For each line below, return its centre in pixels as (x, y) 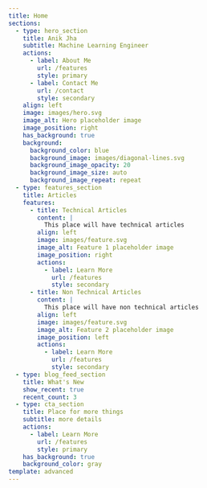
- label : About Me (60, 61)
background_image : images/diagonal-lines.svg (107, 158)
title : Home (28, 16)
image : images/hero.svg (63, 113)
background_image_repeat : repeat (85, 180)
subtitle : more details (63, 420)
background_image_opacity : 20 (80, 166)
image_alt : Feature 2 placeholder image (106, 330)
